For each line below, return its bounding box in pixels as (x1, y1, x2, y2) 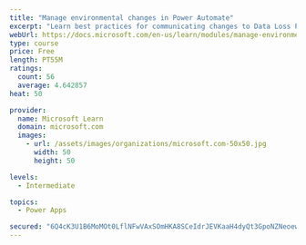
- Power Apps (17, 206, 67, 215)
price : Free (9, 47, 55, 56)
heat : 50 (9, 89, 43, 98)
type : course (9, 38, 59, 48)
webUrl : (9, 30, 39, 39)
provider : (9, 105, 47, 114)
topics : (9, 197, 39, 207)
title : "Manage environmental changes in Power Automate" (9, 13, 234, 23)
